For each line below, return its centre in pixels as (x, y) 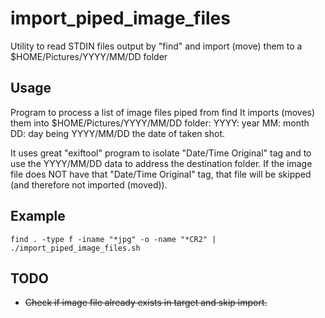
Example (38, 216)
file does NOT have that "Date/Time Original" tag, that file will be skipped (161, 174)
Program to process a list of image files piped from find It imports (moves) (163, 112)
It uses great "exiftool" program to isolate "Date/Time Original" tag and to (161, 153)
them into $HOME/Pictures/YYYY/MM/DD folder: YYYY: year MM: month (160, 123)
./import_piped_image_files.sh (75, 248)
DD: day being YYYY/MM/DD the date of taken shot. (118, 133)
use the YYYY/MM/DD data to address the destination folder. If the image (161, 163)
